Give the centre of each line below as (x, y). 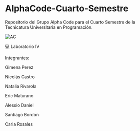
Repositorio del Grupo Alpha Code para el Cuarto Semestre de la (70, 22)
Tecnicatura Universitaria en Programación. (49, 27)
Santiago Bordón (22, 114)
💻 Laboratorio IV (22, 46)
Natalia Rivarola (21, 86)
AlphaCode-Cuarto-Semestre (67, 9)
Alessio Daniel (19, 105)
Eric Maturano (19, 95)
